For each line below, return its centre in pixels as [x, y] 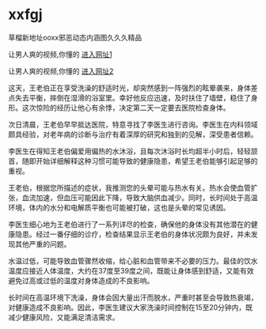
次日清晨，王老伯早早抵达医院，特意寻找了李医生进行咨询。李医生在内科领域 [133, 124]
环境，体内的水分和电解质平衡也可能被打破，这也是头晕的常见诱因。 [119, 207]
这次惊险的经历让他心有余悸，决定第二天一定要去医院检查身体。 [126, 108]
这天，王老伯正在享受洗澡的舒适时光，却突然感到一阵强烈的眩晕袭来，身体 [129, 88]
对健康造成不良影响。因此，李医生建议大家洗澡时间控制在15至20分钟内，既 [131, 307]
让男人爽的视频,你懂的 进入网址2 [61, 71]
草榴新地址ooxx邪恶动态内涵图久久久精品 [75, 37]
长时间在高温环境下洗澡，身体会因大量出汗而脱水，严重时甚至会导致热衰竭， [133, 297]
